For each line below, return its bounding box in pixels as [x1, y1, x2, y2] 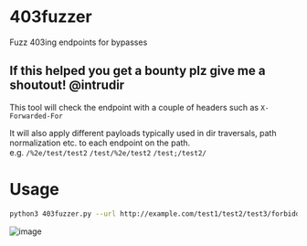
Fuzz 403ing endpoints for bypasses [9, 37, 148, 48]
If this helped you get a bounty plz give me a [9, 63, 266, 79]
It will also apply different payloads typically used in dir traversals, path [9, 127, 277, 138]
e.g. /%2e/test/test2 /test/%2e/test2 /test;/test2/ [9, 146, 207, 157]
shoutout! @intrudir [9, 78, 125, 93]
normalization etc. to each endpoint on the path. [9, 137, 191, 148]
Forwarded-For [9, 112, 64, 121]
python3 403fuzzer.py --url [9, 209, 117, 219]
